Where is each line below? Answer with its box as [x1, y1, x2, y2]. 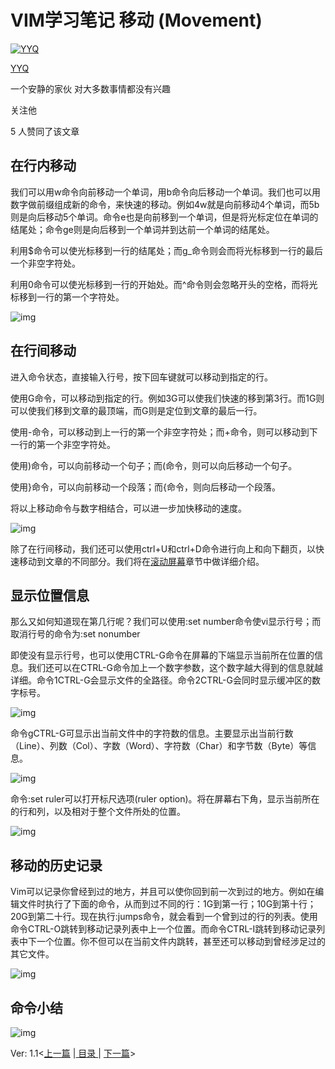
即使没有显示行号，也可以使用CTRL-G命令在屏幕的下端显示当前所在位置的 [10, 649, 315, 661]
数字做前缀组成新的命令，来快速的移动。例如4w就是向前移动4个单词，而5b [10, 198, 320, 210]
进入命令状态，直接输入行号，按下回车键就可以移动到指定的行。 [10, 371, 273, 383]
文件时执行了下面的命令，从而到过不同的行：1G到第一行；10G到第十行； [18, 898, 317, 910]
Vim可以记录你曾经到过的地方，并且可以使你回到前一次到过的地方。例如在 [10, 886, 316, 898]
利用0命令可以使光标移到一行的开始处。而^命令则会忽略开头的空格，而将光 [10, 278, 318, 290]
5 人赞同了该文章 [10, 125, 80, 137]
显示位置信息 [10, 587, 90, 604]
